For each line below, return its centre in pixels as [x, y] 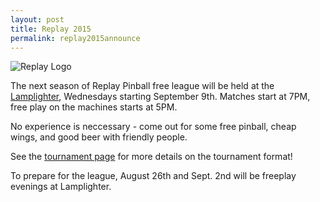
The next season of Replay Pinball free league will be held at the [142, 86]
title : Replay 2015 [51, 29]
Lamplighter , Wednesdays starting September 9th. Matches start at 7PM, [160, 97]
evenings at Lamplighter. [61, 187]
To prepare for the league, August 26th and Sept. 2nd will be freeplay [153, 176]
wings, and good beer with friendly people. [99, 137]
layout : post [37, 19]
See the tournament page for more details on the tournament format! [151, 157]
